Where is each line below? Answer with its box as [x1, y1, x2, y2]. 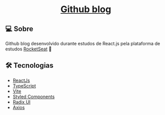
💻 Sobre [5, 24, 33, 33]
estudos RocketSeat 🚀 [5, 46, 52, 52]
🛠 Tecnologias [5, 61, 54, 70]
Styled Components [12, 93, 55, 100]
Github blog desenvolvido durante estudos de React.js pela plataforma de [5, 41, 160, 46]
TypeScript [12, 82, 36, 89]
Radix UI [12, 99, 31, 105]
